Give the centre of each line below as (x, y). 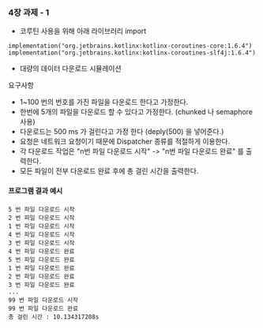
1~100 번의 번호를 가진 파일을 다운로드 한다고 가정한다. (104, 102)
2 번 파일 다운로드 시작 (41, 218)
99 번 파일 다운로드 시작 (43, 300)
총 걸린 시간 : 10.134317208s (54, 317)
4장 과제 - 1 (29, 12)
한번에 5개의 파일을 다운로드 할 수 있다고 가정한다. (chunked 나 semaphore (136, 112)
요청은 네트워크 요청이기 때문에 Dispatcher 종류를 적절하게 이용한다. (125, 142)
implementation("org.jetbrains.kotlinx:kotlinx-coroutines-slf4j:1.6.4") (132, 53)
